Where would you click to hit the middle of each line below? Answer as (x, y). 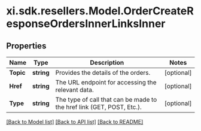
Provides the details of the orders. (103, 73)
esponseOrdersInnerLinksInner (86, 24)
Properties (26, 46)
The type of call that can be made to (106, 100)
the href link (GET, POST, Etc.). (98, 107)
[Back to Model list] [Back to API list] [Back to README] (75, 122)
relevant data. (74, 90)
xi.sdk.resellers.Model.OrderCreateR (100, 11)
